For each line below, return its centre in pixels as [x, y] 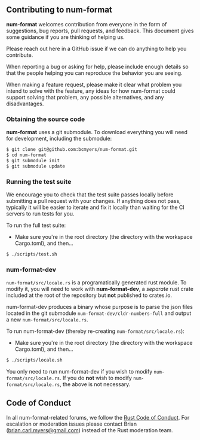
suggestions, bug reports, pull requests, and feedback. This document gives [100, 31]
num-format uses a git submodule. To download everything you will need [97, 132]
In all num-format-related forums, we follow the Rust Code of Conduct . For [98, 417]
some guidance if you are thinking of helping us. [66, 37]
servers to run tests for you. [40, 213]
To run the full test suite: [36, 225]
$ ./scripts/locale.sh [34, 360]
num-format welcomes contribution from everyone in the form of [87, 24]
